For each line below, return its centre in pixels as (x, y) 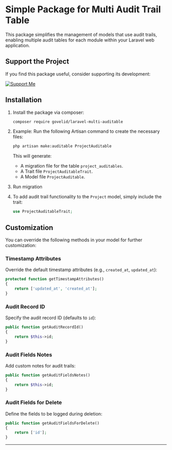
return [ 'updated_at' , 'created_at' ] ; (56, 289)
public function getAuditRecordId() (44, 327)
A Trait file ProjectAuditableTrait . (57, 171)
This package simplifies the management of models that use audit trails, (81, 34)
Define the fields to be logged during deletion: (54, 414)
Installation (24, 100)
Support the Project (37, 62)
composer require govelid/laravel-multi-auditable (68, 121)
